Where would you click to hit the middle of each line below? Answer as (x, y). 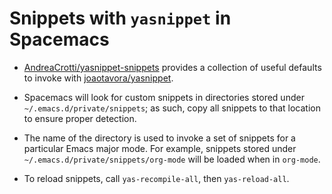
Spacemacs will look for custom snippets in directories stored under (164, 97)
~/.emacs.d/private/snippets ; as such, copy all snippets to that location (172, 108)
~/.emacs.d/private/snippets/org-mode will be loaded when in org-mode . (172, 159)
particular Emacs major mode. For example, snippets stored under (160, 148)
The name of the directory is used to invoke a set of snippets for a (159, 138)
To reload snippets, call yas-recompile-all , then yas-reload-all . (156, 178)
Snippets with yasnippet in (120, 18)
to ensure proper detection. (80, 118)
